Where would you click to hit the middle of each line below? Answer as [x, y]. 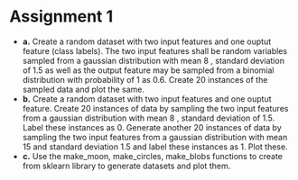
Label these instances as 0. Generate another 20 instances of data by [152, 127]
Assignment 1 [61, 17]
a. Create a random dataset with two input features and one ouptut [147, 41]
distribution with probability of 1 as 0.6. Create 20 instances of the [145, 79]
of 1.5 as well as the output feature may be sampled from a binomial [148, 70]
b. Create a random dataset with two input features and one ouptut [147, 99]
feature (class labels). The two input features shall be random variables [154, 50]
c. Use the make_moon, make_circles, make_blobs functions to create [152, 156]
